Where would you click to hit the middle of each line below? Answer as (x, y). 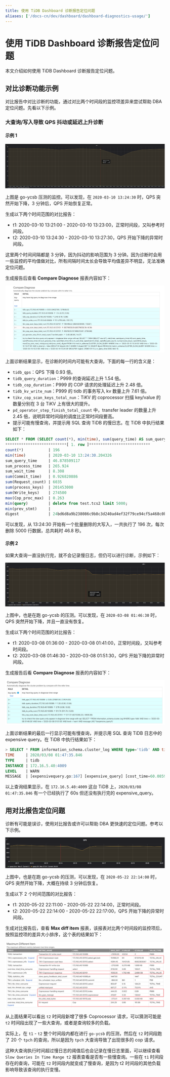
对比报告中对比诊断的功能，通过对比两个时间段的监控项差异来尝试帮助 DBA (83, 102)
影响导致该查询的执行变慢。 (34, 1070)
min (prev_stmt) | (28, 509)
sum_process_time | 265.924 (37, 466)
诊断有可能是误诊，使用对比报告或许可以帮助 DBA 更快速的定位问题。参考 (82, 824)
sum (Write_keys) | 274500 (36, 493)
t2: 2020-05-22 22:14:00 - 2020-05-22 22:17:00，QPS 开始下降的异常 (86, 911)
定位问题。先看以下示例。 (32, 108)
